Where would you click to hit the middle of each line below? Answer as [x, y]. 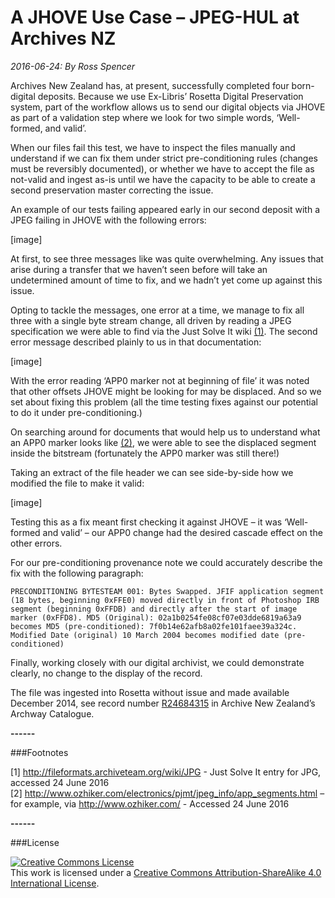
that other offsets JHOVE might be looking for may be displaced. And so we [166, 391]
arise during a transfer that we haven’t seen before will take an [139, 269]
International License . [55, 883]
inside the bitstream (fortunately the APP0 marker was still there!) [145, 453]
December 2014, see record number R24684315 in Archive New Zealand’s [163, 703]
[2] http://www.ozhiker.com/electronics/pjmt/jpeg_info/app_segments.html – [167, 793]
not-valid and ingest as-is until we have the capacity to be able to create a [163, 179]
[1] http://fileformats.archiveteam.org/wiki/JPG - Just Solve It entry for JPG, [166, 772]
